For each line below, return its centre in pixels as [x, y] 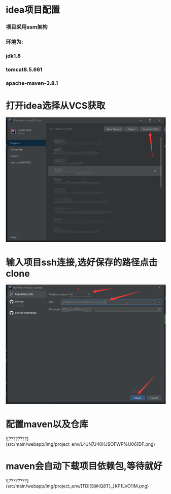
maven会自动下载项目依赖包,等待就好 [84, 466]
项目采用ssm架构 [27, 27]
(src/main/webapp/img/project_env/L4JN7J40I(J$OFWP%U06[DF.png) [80, 444]
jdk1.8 [13, 56]
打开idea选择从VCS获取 [56, 105]
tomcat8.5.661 [24, 70]
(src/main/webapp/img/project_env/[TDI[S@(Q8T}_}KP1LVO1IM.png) [77, 486]
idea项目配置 [33, 10]
